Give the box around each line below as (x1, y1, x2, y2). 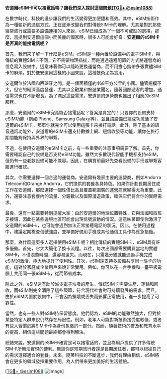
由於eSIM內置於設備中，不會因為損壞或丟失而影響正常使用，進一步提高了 (5, 294, 155, 299)
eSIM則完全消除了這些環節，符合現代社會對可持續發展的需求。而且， (18, 287, 160, 293)
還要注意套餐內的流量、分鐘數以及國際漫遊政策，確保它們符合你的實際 (13, 193, 158, 199)
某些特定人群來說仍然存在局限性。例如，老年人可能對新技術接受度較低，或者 (5, 317, 162, 322)
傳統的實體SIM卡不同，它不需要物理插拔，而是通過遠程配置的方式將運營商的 (5, 57, 162, 63)
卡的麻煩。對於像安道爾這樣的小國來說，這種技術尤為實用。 (5, 70, 127, 75)
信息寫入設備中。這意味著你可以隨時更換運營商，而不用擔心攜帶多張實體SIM (5, 63, 162, 69)
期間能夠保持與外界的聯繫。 (5, 135, 62, 140)
